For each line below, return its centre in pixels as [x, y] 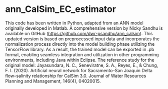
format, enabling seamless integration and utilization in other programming [82, 54]
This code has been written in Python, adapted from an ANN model [74, 23]
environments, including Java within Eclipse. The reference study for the [80, 60]
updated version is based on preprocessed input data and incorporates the [82, 39]
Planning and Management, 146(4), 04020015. [53, 81]
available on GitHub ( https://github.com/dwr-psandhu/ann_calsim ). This [79, 33]
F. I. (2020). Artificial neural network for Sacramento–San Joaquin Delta [79, 70]
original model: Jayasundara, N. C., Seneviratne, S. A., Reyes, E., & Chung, [82, 65]
